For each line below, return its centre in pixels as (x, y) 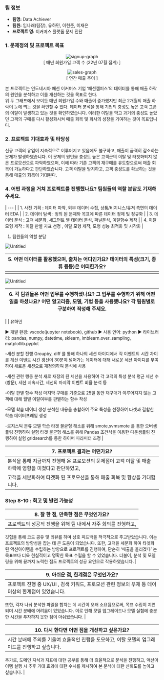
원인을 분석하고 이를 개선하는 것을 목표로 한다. (54, 94)
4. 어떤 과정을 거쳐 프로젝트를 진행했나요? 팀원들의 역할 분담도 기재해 (81, 188)
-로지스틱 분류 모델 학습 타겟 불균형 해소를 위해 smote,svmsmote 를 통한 (74, 426)
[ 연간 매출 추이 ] (82, 78)
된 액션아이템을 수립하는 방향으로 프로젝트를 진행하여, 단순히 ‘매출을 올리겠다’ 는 (81, 549)
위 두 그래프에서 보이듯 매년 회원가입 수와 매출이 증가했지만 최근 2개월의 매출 (78, 100)
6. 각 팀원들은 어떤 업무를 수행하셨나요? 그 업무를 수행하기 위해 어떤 (82, 294)
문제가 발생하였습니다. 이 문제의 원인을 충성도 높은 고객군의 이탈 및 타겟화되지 (79, 156)
